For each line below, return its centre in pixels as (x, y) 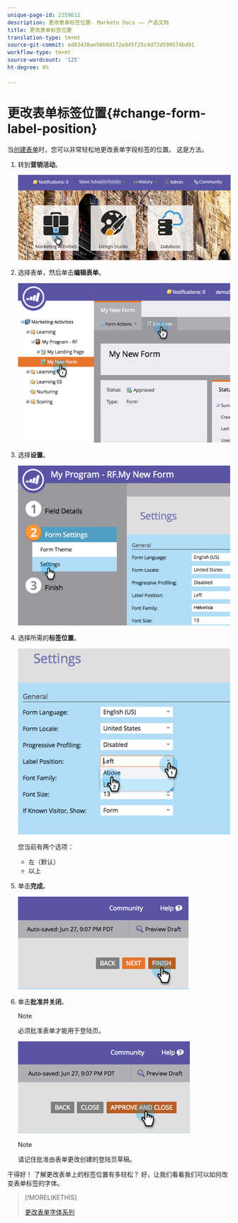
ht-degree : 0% (28, 67)
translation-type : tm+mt (44, 38)
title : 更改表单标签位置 (40, 30)
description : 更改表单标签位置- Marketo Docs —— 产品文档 (88, 22)
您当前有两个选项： (46, 847)
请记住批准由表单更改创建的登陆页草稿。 (76, 1159)
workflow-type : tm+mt (39, 53)
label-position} (52, 129)
